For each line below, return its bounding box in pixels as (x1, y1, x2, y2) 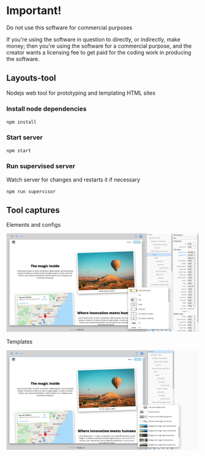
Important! (6, 4, 62, 18)
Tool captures (6, 205, 60, 216)
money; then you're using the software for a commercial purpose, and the (6, 42, 192, 50)
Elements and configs (6, 221, 61, 229)
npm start (6, 148, 32, 154)
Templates (6, 338, 33, 345)
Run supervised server (6, 162, 76, 171)
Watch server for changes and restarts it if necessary (6, 175, 140, 183)
